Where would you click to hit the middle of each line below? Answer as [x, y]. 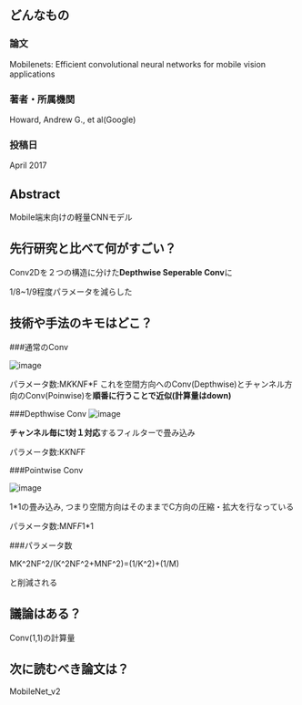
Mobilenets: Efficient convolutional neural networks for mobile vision [138, 64]
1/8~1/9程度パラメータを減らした [71, 291]
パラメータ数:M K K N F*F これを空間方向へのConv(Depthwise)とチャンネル [147, 384]
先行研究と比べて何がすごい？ [93, 249]
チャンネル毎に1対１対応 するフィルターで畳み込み [102, 432]
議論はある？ [45, 614]
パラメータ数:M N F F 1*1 [51, 525]
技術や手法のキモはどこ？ [81, 323]
